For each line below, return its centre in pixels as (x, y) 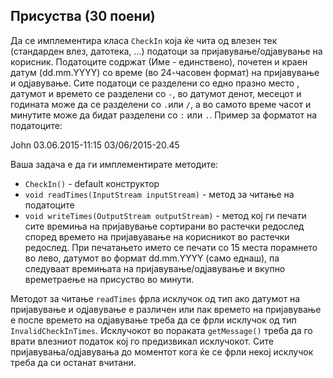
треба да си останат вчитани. (73, 362)
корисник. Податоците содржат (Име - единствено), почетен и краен (159, 61)
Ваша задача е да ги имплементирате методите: (114, 164)
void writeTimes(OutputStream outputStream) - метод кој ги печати (165, 215)
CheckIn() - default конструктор (92, 183)
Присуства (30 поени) (83, 16)
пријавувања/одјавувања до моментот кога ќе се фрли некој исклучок (162, 351)
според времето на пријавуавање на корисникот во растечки (157, 236)
